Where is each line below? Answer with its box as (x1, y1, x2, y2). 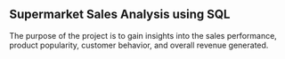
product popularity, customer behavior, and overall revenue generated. (9, 40, 269, 50)
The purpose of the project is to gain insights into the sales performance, (9, 30, 278, 41)
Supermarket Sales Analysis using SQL (9, 7, 231, 22)
